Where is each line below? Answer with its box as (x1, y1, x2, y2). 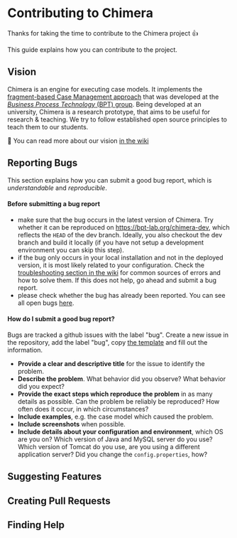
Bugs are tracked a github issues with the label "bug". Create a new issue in (7, 330, 229, 339)
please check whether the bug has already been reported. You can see (17, 291, 226, 299)
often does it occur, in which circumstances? (17, 404, 149, 413)
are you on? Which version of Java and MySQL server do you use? (17, 435, 213, 443)
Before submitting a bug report (7, 200, 101, 208)
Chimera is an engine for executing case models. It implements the (7, 85, 203, 93)
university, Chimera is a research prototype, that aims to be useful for (7, 107, 211, 116)
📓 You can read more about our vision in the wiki (7, 136, 149, 145)
